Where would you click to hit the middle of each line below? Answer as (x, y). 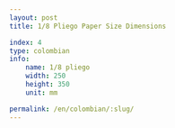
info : (19, 59)
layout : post (34, 18)
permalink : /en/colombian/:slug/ (72, 109)
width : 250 (46, 76)
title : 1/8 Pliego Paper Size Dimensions (88, 26)
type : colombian (39, 50)
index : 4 (26, 42)
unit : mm (42, 92)
